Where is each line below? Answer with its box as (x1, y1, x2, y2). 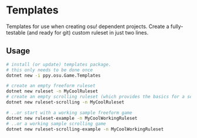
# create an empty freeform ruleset (6, 83, 96, 89)
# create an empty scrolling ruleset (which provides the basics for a (6, 94, 185, 100)
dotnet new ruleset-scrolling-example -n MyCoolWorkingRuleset (6, 126, 164, 132)
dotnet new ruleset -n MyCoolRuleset (6, 88, 98, 94)
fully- (170, 23, 184, 30)
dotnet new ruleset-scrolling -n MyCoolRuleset (6, 99, 125, 105)
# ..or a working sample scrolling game (6, 120, 107, 126)
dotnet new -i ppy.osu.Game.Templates (6, 73, 101, 78)
